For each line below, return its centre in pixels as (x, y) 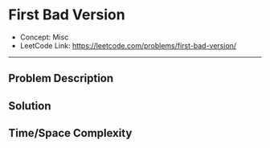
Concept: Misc (44, 37)
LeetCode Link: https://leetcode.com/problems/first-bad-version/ (128, 45)
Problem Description (61, 78)
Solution (30, 106)
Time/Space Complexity (70, 133)
